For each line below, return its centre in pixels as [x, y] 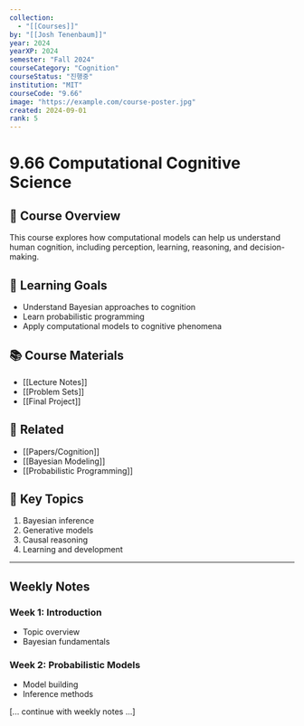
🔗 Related [37, 430]
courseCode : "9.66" [46, 93]
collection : [32, 18]
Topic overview [51, 632]
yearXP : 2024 [34, 52]
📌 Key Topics [47, 499]
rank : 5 [24, 118]
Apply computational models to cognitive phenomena [122, 325]
